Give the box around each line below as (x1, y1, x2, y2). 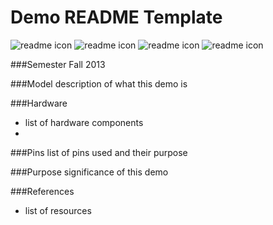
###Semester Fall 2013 (10, 58, 106, 70)
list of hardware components (24, 116, 144, 128)
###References (10, 185, 75, 197)
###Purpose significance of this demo (10, 166, 169, 178)
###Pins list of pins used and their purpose (10, 146, 188, 158)
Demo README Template (10, 6, 223, 29)
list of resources (24, 204, 92, 216)
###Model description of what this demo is (10, 77, 188, 90)
